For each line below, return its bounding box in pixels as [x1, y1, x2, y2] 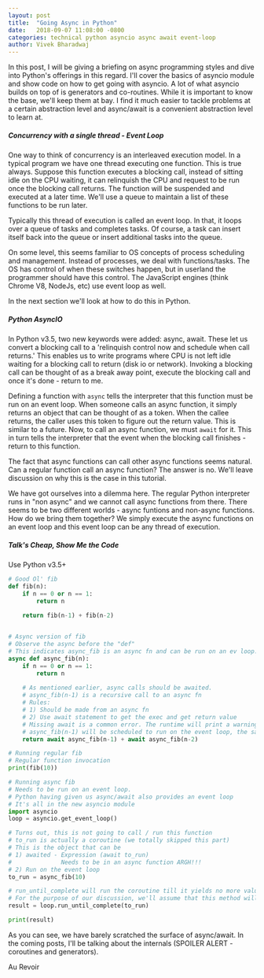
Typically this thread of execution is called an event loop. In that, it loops [8, 216, 242, 225]
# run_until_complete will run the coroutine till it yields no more [8, 887, 241, 895]
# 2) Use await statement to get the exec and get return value [22, 713, 237, 721]
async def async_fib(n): [8, 655, 90, 662]
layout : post [8, 11, 51, 20]
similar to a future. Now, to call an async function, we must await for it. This [8, 425, 252, 434]
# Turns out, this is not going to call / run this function [8, 829, 213, 837]
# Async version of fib [8, 633, 86, 641]
